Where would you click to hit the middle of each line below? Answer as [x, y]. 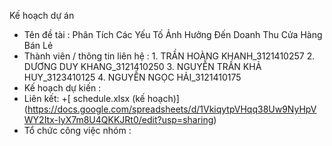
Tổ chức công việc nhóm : [77, 130]
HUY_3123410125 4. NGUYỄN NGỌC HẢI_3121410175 [132, 77]
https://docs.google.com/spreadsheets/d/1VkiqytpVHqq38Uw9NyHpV [172, 109]
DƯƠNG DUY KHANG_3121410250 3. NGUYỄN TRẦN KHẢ [142, 66]
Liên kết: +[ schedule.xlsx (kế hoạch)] [101, 98]
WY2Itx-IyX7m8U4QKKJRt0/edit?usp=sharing [118, 119]
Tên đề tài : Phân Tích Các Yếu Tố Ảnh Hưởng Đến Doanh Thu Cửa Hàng [173, 34]
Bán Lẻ [38, 45]
